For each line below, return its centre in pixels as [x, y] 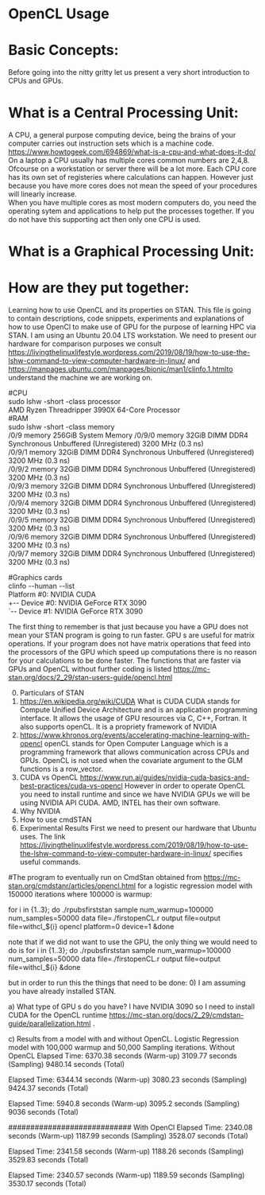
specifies [228, 854]
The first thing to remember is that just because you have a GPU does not [128, 627]
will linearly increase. [42, 194]
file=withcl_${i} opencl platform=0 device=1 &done [91, 927]
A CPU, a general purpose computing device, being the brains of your [122, 135]
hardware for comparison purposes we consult [85, 344]
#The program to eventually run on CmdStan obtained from [105, 878]
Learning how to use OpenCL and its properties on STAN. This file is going [130, 310]
